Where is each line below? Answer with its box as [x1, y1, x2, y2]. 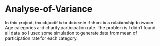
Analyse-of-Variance [5, 3, 93, 15]
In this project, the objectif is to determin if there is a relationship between [5, 20, 154, 25]
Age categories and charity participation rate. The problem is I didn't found [5, 24, 156, 30]
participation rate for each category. [5, 35, 78, 41]
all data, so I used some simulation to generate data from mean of [5, 30, 138, 36]
